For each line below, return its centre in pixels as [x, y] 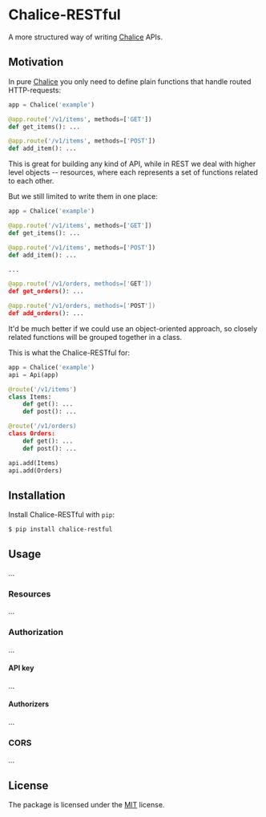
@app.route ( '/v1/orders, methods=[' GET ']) [80, 284]
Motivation [36, 62]
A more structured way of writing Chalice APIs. [85, 37]
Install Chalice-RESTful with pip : [61, 515]
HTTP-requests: [35, 90]
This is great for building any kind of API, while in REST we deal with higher [132, 164]
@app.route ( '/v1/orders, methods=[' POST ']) [82, 306]
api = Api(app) [34, 374]
